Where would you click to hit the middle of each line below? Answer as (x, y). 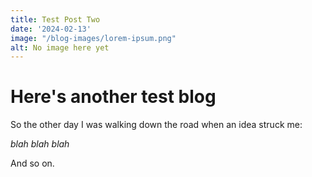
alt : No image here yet (60, 47)
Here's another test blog (113, 97)
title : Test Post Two (55, 19)
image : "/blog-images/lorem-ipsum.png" (93, 38)
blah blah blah (40, 144)
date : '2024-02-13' (51, 29)
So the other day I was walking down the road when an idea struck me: (156, 125)
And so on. (32, 163)
